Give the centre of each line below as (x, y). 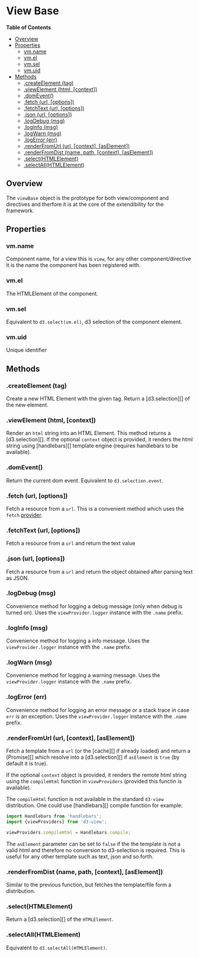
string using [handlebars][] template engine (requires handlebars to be (92, 446)
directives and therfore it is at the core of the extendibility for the (85, 204)
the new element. (27, 405)
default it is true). (27, 763)
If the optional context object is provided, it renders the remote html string (96, 775)
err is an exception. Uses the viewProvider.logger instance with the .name (97, 716)
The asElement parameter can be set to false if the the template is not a (93, 844)
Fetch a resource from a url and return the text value (71, 543)
